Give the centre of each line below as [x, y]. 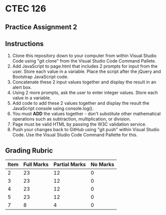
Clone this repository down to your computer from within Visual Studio [84, 56]
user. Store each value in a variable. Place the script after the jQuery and [86, 72]
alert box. [22, 87]
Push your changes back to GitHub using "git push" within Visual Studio [86, 130]
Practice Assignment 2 [41, 27]
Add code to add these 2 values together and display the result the [81, 103]
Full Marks [36, 164]
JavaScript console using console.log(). [53, 108]
